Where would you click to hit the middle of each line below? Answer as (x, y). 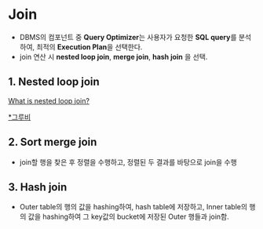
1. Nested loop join (54, 82)
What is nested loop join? (49, 100)
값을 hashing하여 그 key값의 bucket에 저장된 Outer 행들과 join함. (128, 216)
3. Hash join (38, 187)
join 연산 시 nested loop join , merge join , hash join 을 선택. (113, 56)
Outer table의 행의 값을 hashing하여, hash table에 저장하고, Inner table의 (133, 207)
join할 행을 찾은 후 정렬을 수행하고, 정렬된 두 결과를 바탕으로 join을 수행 (128, 162)
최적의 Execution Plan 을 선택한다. (89, 47)
